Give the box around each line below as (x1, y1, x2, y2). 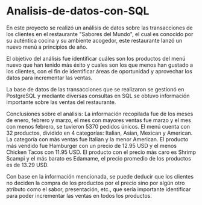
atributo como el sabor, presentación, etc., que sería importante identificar (6, 185, 191, 193)
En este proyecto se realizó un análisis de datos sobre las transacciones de (6, 24, 193, 31)
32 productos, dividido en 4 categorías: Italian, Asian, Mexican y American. (6, 129, 193, 136)
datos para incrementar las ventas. (6, 74, 93, 81)
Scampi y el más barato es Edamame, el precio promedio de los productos (6, 155, 191, 162)
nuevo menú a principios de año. (6, 43, 88, 50)
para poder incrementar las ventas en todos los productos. (6, 192, 152, 199)
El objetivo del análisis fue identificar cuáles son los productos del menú (6, 55, 186, 62)
